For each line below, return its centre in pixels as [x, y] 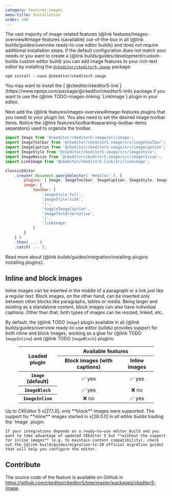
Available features [105, 352]
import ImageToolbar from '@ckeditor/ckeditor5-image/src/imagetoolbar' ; [86, 142]
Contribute [23, 465]
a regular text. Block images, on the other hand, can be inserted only [78, 296]
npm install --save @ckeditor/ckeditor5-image [56, 76]
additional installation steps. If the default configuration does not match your [86, 50]
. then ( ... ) [28, 242]
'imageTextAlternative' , [68, 214]
